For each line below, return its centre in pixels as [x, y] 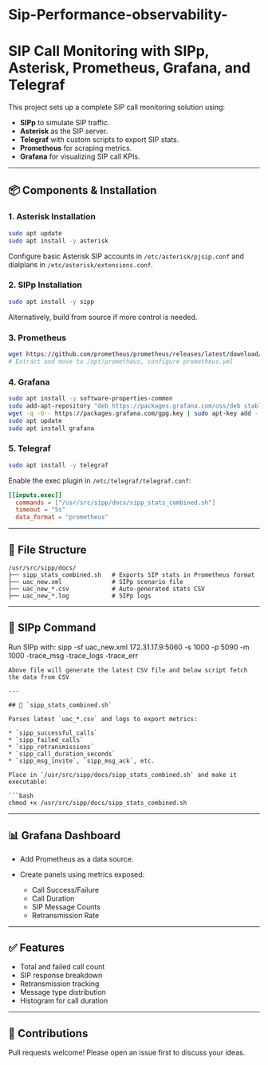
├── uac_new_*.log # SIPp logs [80, 596]
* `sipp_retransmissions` [51, 747]
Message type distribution [63, 992]
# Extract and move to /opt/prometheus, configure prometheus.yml [121, 361]
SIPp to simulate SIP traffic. [65, 123]
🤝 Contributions [48, 1033]
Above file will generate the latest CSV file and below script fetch [128, 670]
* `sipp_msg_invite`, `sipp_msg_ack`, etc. [82, 761]
